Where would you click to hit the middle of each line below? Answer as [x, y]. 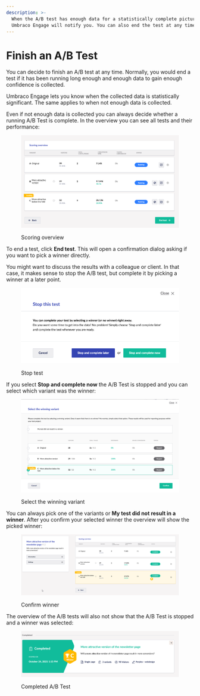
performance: [23, 127]
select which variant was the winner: [51, 391]
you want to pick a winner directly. [48, 255]
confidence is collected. [36, 85]
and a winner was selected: [40, 623]
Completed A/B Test [46, 686]
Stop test [32, 373]
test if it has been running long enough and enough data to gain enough [94, 78]
